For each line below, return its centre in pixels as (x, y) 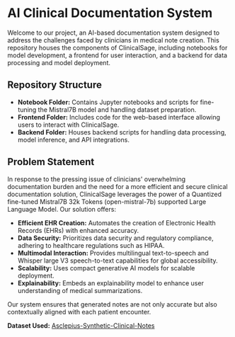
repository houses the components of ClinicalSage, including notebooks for (117, 47)
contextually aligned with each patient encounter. (79, 312)
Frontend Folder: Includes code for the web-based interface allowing (119, 117)
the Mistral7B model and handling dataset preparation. (117, 109)
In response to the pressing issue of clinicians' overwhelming (97, 179)
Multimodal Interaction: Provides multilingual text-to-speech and (113, 253)
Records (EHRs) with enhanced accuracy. (78, 230)
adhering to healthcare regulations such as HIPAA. (91, 245)
